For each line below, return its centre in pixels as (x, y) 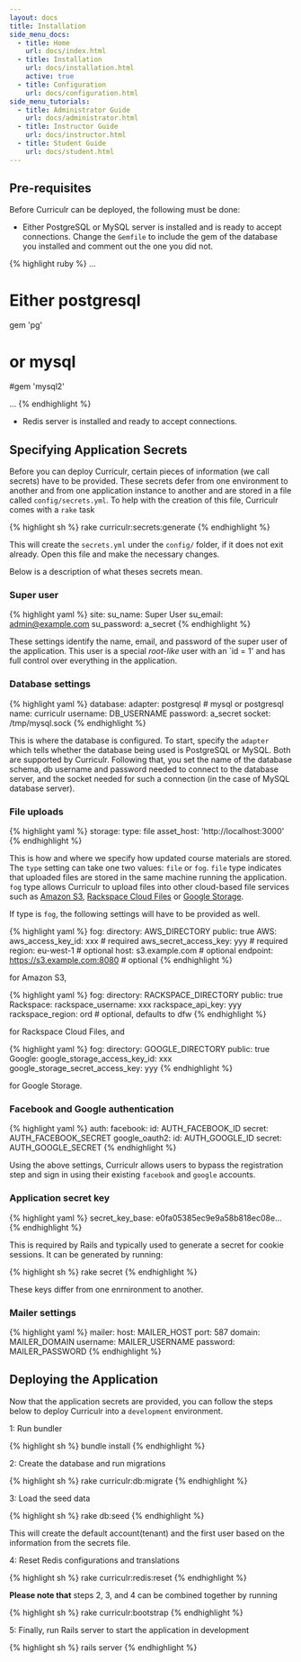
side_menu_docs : (40, 34)
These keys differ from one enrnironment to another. (106, 1289)
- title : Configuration (62, 85)
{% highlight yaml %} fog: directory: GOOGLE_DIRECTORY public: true (140, 1049)
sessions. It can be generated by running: (86, 1254)
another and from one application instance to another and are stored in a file (150, 491)
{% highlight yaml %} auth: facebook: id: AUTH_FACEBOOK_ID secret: (139, 1129)
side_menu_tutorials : (50, 101)
